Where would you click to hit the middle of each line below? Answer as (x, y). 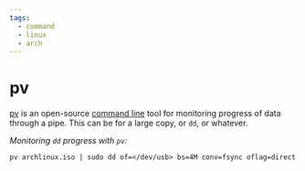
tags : (20, 18)
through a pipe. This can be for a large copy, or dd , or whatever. (129, 123)
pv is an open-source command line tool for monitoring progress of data (145, 114)
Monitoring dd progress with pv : (68, 141)
